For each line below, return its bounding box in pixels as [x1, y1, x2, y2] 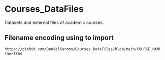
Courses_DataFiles [4, 3, 84, 15]
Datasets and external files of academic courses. [4, 20, 104, 25]
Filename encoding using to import [4, 34, 114, 42]
